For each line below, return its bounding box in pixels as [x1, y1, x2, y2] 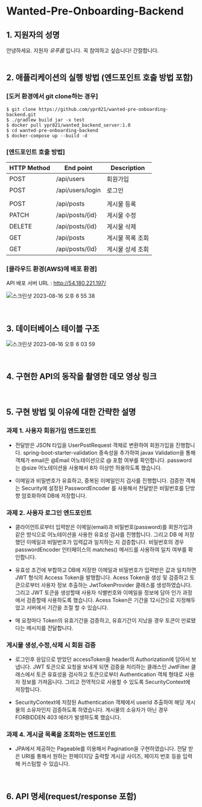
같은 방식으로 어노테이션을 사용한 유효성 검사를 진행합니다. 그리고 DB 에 [14, 531, 183, 538]
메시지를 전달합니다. [26, 624, 74, 631]
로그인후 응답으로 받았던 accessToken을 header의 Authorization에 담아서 [14, 656, 190, 663]
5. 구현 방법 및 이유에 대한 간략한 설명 [6, 407, 136, 417]
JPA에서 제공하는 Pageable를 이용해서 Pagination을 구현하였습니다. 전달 [14, 745, 187, 752]
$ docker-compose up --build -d [6, 133, 87, 139]
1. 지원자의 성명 [6, 30, 60, 40]
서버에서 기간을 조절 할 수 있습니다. [26, 604, 109, 611]
